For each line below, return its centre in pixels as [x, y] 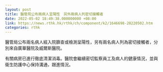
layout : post [18, 9]
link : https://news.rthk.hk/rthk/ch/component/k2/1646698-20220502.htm [79, 23]
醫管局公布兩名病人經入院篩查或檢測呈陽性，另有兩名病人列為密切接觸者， [79, 42]
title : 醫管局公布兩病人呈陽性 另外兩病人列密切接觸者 [54, 14]
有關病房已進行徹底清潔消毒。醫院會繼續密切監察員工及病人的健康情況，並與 [81, 58]
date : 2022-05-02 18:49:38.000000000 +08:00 [51, 18]
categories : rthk [23, 28]
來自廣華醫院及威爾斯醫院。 [37, 48]
